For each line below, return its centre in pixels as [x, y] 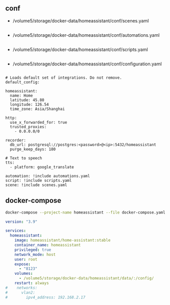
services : [16, 231]
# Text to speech [24, 158]
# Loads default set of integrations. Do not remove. [64, 78]
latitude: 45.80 [27, 100]
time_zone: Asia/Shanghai [38, 109]
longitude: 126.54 [30, 104]
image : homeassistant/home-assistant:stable [63, 240]
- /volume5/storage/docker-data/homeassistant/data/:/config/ [86, 278]
